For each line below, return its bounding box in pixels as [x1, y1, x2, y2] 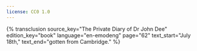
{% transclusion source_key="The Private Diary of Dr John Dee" [6, 25, 168, 32]
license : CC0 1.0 [6, 8, 50, 15]
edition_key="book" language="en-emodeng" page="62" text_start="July [6, 31, 191, 39]
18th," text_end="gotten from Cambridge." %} [6, 38, 120, 45]
